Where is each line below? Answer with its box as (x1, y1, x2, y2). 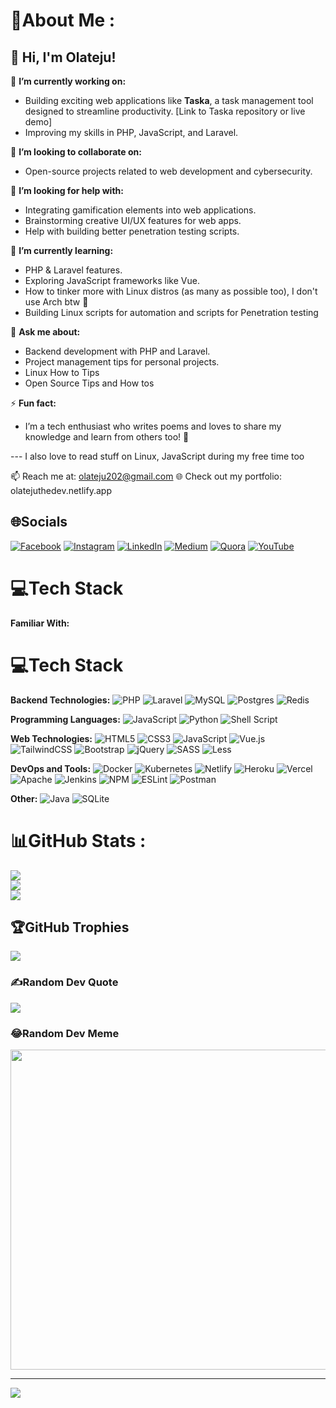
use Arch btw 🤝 (24, 296, 89, 308)
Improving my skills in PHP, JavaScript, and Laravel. (24, 127, 239, 138)
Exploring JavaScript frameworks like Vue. (24, 275, 200, 286)
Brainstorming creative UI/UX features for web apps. (24, 215, 242, 226)
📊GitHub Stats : (10, 829, 147, 852)
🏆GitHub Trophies (10, 919, 130, 936)
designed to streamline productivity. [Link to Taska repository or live (24, 105, 306, 117)
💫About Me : (10, 9, 116, 32)
